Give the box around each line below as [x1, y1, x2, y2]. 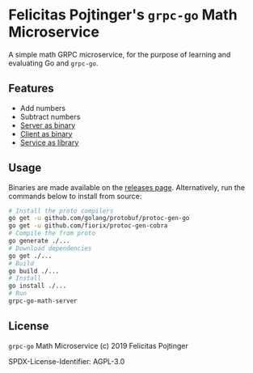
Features [8, 82, 54, 95]
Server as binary [19, 120, 76, 130]
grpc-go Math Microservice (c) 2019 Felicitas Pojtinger [8, 341, 188, 350]
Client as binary [19, 129, 73, 138]
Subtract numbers [19, 112, 81, 121]
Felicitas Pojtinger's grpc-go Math [8, 6, 238, 24]
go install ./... [8, 282, 67, 290]
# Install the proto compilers [8, 206, 114, 215]
